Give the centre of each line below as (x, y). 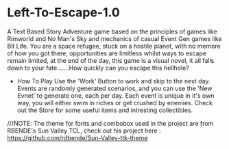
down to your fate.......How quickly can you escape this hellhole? (98, 68)
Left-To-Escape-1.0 (63, 13)
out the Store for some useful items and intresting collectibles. (105, 110)
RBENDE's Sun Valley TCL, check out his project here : (84, 131)
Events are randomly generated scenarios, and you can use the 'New (114, 88)
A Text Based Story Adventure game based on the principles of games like (112, 31)
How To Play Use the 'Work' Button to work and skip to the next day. (113, 81)
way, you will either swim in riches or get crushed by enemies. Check (115, 103)
